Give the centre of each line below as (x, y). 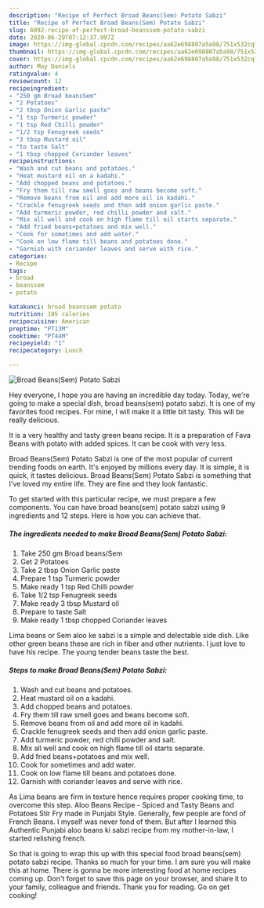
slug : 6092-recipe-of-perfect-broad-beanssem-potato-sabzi (107, 30)
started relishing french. (48, 838)
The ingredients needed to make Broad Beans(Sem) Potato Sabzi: (118, 534)
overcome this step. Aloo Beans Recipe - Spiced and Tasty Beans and (121, 804)
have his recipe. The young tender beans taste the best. (99, 651)
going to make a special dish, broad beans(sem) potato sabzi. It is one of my (132, 403)
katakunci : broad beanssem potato (65, 307)
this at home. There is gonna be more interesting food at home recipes (123, 870)
